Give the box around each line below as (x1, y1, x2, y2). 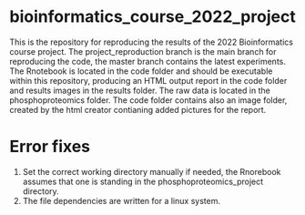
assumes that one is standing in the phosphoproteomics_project (22, 176, 264, 187)
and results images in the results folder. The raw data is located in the (9, 85, 270, 96)
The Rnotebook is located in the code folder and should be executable (9, 66, 273, 77)
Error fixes (9, 137, 91, 157)
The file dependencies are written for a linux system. (22, 195, 221, 206)
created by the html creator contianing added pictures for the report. (9, 104, 267, 115)
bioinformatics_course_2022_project (9, 6, 296, 27)
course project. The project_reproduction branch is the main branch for (9, 46, 277, 56)
